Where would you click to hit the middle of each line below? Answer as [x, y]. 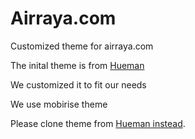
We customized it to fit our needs [78, 84]
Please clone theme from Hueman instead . [98, 123]
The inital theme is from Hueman [77, 65]
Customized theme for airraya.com [82, 46]
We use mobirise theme [59, 104]
